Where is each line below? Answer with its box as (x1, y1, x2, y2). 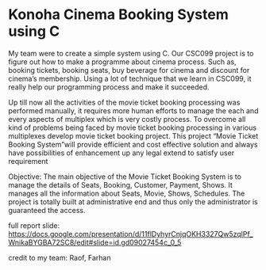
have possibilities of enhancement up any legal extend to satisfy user (8, 148, 235, 158)
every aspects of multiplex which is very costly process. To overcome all (8, 114, 246, 124)
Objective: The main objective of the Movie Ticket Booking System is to (8, 172, 242, 181)
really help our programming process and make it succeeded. (8, 82, 210, 92)
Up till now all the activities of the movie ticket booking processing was (8, 97, 241, 107)
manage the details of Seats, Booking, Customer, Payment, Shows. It (8, 180, 233, 189)
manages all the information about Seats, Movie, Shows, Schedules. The (8, 188, 245, 198)
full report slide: (8, 220, 60, 230)
